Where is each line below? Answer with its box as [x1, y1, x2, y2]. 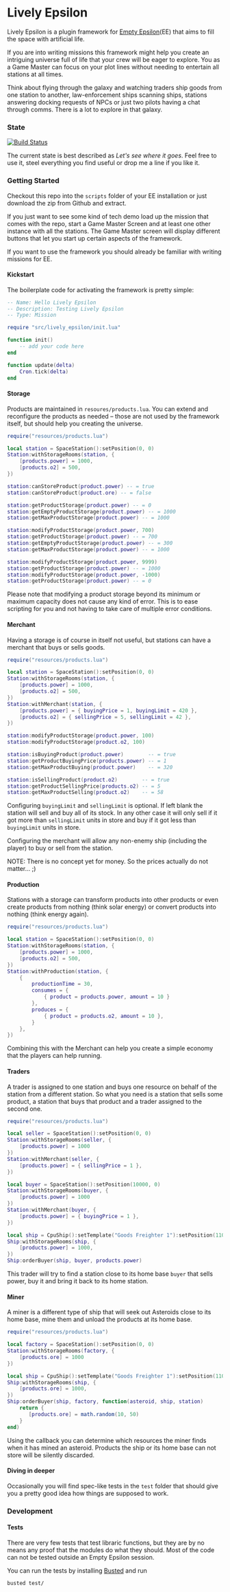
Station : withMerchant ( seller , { [7, 1156, 99, 1162]
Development [7, 1506, 53, 1516]
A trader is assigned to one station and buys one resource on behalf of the [7, 1083, 217, 1091]
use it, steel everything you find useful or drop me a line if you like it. [7, 159, 201, 167]
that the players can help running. [7, 1052, 103, 1060]
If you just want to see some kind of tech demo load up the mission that [7, 212, 209, 221]
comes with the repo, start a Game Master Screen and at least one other [7, 219, 211, 228]
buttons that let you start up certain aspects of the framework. [7, 234, 183, 242]
